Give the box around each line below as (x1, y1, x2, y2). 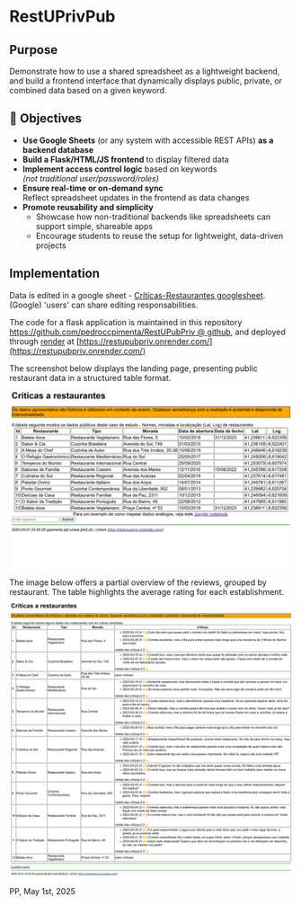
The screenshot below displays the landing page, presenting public (9, 362, 258, 374)
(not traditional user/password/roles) (22, 173, 160, 183)
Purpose (9, 42, 58, 58)
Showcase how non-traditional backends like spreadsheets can (35, 211, 271, 222)
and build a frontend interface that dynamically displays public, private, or (9, 75, 283, 86)
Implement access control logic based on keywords (22, 164, 217, 174)
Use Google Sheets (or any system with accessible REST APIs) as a (22, 135, 274, 146)
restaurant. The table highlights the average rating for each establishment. (9, 587, 285, 598)
